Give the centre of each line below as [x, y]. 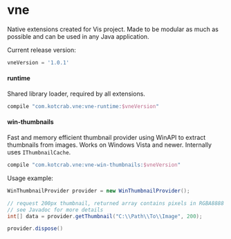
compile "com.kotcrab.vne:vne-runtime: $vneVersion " [83, 107]
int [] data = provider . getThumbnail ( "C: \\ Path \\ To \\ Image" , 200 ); [105, 216]
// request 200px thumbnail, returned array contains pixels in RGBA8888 [116, 203]
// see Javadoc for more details [55, 210]
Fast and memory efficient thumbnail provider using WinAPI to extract [107, 138]
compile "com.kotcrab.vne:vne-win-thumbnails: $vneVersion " [94, 165]
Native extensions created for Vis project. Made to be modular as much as [113, 29]
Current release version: [41, 50]
